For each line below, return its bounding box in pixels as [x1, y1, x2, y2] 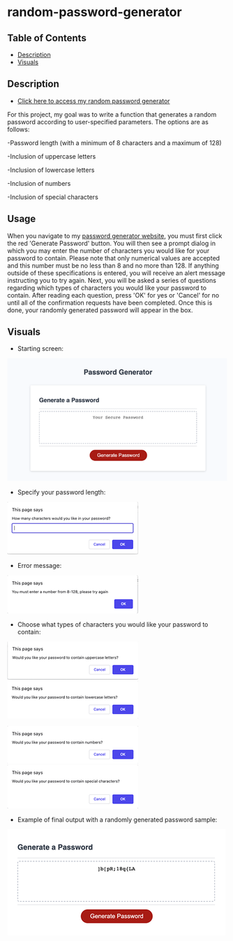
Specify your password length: [17, 488, 106, 497]
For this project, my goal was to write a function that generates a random [7, 110, 217, 119]
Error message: [17, 562, 62, 570]
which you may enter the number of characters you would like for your [7, 246, 210, 255]
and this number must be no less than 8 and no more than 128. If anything [7, 261, 220, 270]
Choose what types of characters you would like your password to [17, 620, 209, 629]
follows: [7, 125, 30, 133]
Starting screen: [17, 344, 64, 353]
